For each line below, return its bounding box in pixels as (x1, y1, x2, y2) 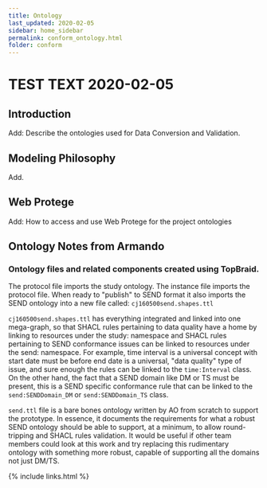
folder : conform (8, 41, 62, 49)
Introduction (8, 107, 72, 120)
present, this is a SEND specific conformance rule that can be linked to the (8, 381, 253, 391)
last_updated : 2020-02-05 (8, 19, 94, 27)
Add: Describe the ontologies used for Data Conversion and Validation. (8, 128, 241, 138)
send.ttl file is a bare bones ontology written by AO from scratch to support (8, 405, 259, 415)
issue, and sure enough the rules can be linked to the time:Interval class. (8, 365, 253, 374)
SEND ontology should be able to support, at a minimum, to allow (8, 423, 222, 432)
